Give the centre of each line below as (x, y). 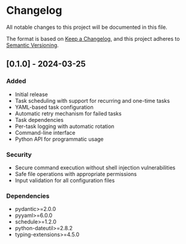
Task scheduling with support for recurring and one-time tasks (92, 100)
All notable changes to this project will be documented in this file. (87, 27)
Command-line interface (45, 132)
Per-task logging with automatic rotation (64, 126)
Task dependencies (39, 120)
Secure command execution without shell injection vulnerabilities (95, 167)
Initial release (31, 94)
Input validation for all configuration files (65, 180)
